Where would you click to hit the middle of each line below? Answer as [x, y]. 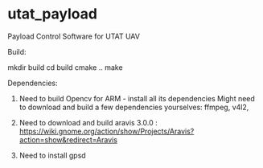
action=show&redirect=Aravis [68, 139]
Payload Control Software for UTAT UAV [74, 36]
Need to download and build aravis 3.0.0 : [88, 122]
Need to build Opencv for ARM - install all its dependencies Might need [137, 98]
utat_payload [53, 14]
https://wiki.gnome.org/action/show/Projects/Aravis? [107, 131]
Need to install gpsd [52, 155]
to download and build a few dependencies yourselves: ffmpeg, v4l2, [134, 107]
